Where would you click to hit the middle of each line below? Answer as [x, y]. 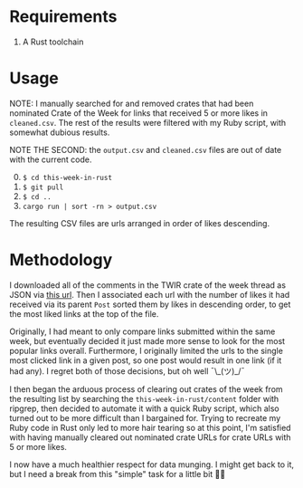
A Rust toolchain [53, 42]
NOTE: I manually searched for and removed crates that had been [132, 103]
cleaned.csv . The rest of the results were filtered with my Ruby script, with [148, 122]
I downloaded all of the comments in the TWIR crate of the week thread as [148, 285]
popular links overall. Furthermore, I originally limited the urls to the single [146, 350]
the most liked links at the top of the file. [84, 313]
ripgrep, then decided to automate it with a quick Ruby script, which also [145, 408]
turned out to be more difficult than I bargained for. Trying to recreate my [145, 417]
